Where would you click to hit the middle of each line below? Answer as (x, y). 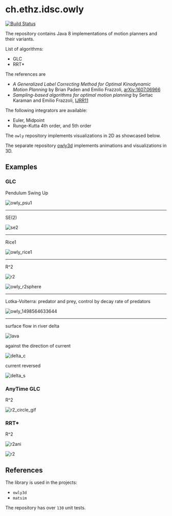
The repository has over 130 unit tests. (46, 508)
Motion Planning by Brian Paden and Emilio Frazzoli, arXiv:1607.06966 (87, 89)
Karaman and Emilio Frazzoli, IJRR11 (50, 100)
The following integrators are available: (46, 110)
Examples (21, 167)
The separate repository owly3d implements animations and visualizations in (86, 145)
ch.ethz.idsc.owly (45, 9)
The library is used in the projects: (41, 483)
